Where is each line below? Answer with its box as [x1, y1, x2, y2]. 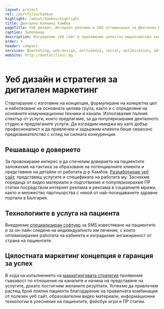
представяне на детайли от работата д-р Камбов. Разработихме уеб [5, 169, 149, 175]
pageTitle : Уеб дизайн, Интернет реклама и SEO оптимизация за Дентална [5, 25, 156, 30]
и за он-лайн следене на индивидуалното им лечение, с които [5, 227, 136, 233]
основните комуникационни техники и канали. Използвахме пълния [5, 110, 148, 116]
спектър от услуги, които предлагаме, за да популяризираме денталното [5, 116, 159, 122]
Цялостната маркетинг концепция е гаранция [5, 252, 154, 260]
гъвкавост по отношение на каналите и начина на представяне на [5, 277, 143, 284]
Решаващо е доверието [5, 145, 81, 154]
